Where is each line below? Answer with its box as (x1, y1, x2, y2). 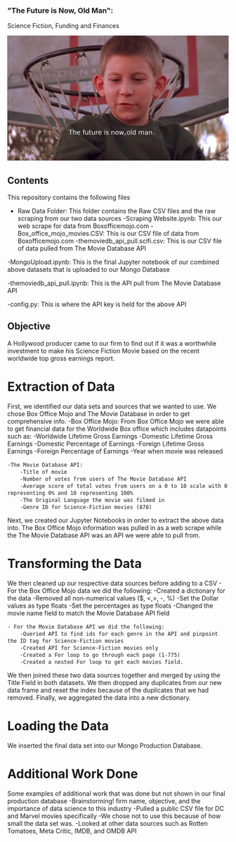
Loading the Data (7, 717, 109, 734)
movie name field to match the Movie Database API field (7, 608, 170, 617)
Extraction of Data (7, 379, 115, 395)
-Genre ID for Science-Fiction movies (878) (20, 503, 152, 510)
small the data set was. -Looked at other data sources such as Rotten (7, 819, 209, 827)
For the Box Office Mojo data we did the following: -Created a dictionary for (7, 586, 226, 595)
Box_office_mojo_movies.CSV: (17, 230, 105, 238)
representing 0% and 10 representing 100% (7, 489, 133, 496)
